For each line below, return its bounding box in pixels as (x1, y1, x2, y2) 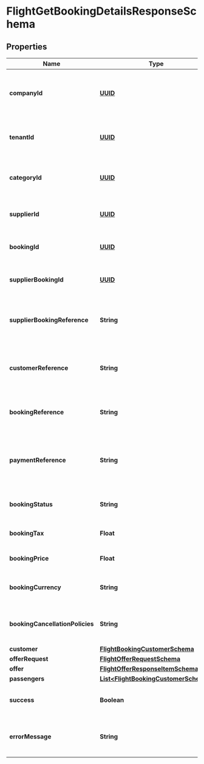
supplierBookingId (9, 275, 64, 284)
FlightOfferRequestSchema (100, 655, 181, 663)
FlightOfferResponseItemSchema (100, 665, 199, 673)
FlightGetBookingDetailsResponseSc (6, 4, 197, 18)
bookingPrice (9, 554, 49, 562)
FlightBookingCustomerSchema (100, 645, 194, 653)
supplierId (9, 210, 39, 218)
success (9, 696, 35, 704)
